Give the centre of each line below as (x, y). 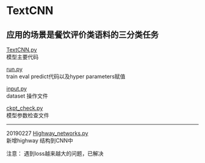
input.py (17, 89)
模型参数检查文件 (28, 115)
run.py (15, 69)
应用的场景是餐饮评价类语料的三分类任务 (82, 34)
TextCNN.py (22, 50)
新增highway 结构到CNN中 (40, 140)
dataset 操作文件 (27, 96)
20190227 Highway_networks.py (47, 133)
